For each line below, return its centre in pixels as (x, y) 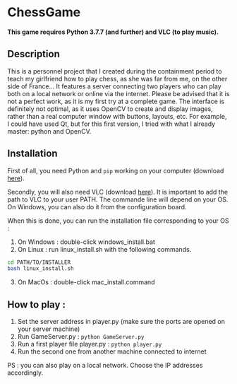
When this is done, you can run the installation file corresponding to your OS (118, 221)
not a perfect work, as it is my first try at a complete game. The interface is (116, 101)
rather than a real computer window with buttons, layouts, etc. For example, (117, 116)
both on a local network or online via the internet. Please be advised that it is (119, 93)
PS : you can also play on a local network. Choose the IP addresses (105, 366)
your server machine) (49, 329)
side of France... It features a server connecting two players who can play (114, 86)
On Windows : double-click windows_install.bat (86, 242)
